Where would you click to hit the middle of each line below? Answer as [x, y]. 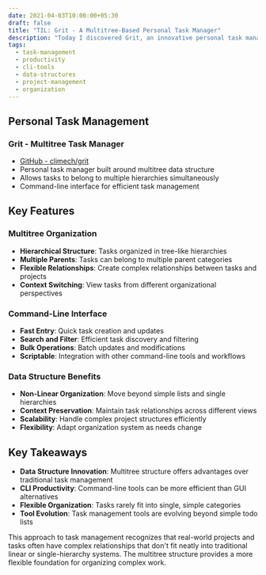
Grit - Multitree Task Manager [66, 143]
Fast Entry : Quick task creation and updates [92, 331]
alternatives [39, 497]
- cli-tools [35, 67]
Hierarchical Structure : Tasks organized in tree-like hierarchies [123, 251]
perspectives [41, 293]
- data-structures [46, 74]
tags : [17, 45]
